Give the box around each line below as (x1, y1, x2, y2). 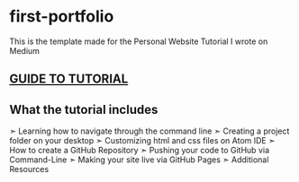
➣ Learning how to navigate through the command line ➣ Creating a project (9, 126, 290, 136)
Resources (9, 164, 50, 175)
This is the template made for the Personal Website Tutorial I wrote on (9, 36, 268, 47)
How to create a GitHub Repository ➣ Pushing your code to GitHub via (9, 145, 270, 156)
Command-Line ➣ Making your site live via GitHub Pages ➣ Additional (9, 154, 269, 165)
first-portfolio (9, 6, 114, 27)
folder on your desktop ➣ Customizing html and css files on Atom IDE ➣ (9, 135, 276, 146)
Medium (9, 45, 41, 56)
